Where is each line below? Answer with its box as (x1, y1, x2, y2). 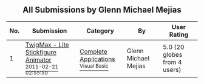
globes (163, 50, 183, 59)
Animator (25, 56, 52, 64)
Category (86, 27, 114, 35)
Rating (169, 30, 189, 39)
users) (163, 65, 182, 74)
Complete (80, 47, 107, 56)
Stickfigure (25, 48, 56, 56)
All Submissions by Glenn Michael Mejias (22, 5, 182, 15)
